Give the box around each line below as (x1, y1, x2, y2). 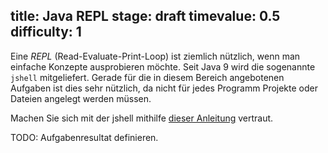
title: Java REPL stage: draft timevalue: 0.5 (10, 8, 281, 25)
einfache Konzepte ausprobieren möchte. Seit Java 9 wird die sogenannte (10, 60, 316, 73)
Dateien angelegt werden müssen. (10, 92, 152, 104)
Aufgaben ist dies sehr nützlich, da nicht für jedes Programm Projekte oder (10, 82, 318, 94)
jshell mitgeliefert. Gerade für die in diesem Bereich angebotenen (10, 71, 285, 83)
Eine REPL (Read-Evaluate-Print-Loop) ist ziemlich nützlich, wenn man (10, 50, 301, 62)
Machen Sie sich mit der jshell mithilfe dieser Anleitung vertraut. (10, 112, 274, 124)
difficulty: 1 (10, 24, 82, 41)
